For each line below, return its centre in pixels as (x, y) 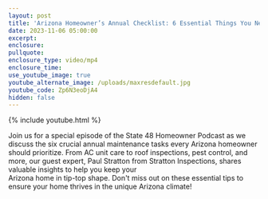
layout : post (30, 16)
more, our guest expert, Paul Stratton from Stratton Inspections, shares (125, 161)
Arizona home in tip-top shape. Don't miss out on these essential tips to (126, 178)
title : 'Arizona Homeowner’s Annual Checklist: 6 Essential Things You (130, 23)
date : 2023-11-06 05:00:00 (53, 30)
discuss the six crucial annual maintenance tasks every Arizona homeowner (133, 144)
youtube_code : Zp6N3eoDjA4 (53, 90)
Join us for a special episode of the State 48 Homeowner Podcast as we (127, 136)
